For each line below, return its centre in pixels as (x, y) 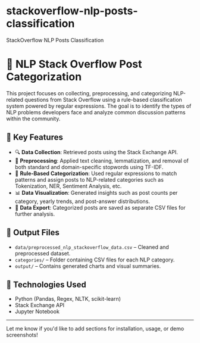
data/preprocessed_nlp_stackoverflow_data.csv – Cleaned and (92, 247)
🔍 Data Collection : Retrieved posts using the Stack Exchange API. (96, 152)
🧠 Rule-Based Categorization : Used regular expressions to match (96, 173)
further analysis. (35, 214)
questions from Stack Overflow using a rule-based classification (104, 99)
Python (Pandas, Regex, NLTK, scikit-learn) (68, 299)
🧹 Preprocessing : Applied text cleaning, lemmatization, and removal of (101, 160)
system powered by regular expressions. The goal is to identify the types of (99, 106)
